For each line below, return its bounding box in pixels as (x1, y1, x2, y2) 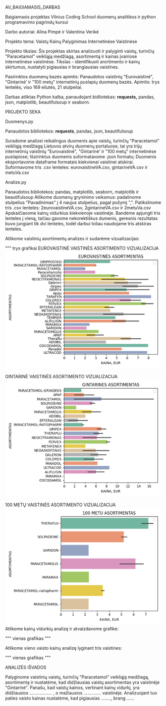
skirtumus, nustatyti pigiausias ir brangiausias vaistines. (5, 64, 119, 70)
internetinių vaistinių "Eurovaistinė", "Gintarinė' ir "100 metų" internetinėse (5, 148, 157, 154)
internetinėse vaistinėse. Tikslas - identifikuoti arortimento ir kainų (5, 59, 140, 64)
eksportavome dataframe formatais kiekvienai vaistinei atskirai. (5, 159, 134, 165)
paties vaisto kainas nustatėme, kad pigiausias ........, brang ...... (5, 695, 135, 701)
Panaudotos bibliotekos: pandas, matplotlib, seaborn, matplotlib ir (5, 189, 139, 195)
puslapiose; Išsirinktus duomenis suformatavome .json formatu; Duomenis (5, 154, 157, 159)
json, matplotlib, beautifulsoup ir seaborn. (5, 99, 90, 105)
